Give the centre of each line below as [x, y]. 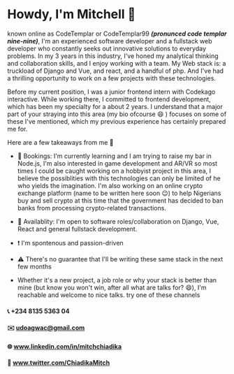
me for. [17, 129]
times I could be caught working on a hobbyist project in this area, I [114, 171]
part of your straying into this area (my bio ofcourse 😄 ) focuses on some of [117, 114]
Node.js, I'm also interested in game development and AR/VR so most [117, 163]
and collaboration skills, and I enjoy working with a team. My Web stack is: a [117, 63]
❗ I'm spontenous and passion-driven [70, 243]
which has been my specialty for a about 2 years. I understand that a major [115, 106]
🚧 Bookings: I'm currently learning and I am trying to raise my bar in [114, 156]
